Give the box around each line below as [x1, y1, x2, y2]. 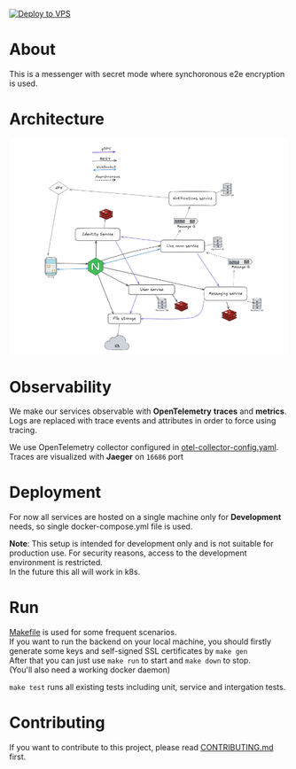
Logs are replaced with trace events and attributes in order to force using [9, 416, 277, 426]
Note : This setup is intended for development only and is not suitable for [9, 539, 274, 549]
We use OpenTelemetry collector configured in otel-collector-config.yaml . [9, 442, 279, 453]
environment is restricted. [9, 557, 104, 568]
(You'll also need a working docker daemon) [9, 664, 171, 675]
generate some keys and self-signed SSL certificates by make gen [9, 646, 248, 656]
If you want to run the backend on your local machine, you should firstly [9, 636, 272, 647]
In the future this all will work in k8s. [9, 567, 141, 578]
